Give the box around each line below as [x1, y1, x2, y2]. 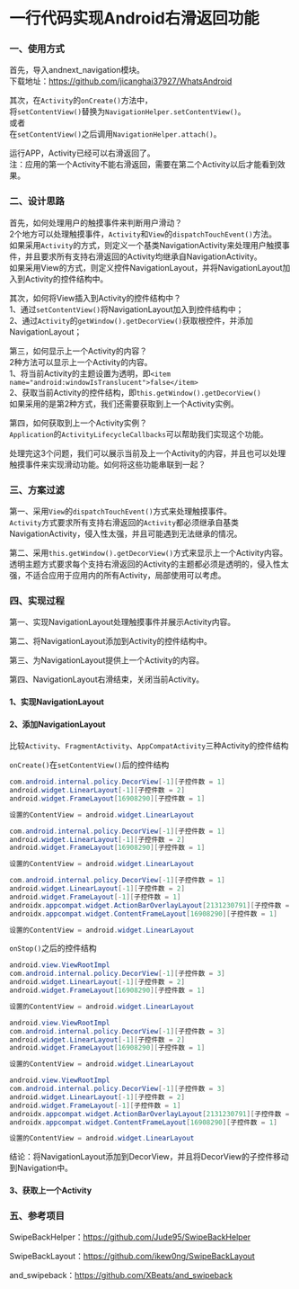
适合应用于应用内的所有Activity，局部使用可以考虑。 [32, 570, 226, 581]
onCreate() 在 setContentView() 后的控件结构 [9, 759, 170, 770]
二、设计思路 [9, 195, 66, 208]
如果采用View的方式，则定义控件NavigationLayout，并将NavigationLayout [9, 262, 283, 273]
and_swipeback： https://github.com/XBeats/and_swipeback [9, 1270, 233, 1281]
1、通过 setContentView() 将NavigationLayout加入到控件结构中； [9, 303, 244, 315]
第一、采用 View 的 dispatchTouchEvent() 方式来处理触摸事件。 [9, 506, 232, 517]
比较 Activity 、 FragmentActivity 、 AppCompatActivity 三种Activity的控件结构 [9, 740, 289, 751]
